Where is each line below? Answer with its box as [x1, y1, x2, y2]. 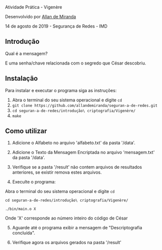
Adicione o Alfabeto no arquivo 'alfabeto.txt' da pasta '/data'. [12, 140, 136, 146]
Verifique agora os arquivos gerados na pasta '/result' [12, 240, 122, 246]
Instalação [5, 74, 38, 83]
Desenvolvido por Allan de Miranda [5, 14, 76, 19]
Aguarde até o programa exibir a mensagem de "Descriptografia [12, 225, 142, 231]
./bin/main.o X [5, 207, 36, 212]
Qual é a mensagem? [5, 50, 48, 56]
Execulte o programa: [12, 179, 56, 185]
